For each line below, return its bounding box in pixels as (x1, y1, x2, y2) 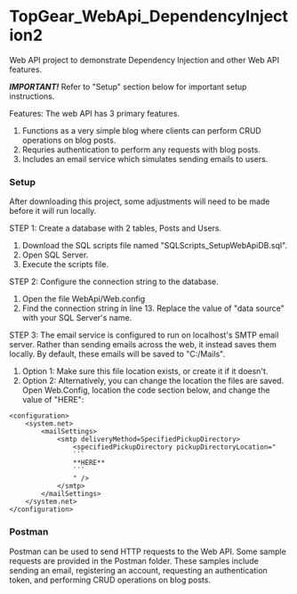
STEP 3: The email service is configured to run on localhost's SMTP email (9, 330, 279, 340)
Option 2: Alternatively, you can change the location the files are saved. (21, 376, 285, 387)
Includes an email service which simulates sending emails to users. (21, 153, 269, 164)
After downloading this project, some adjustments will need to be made (9, 196, 270, 207)
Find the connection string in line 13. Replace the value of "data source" (21, 303, 285, 313)
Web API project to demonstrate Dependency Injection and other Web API (9, 54, 280, 65)
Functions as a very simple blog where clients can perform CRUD (21, 125, 262, 135)
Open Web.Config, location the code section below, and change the (21, 385, 270, 395)
